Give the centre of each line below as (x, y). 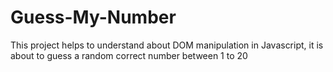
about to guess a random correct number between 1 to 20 (129, 55)
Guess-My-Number (93, 17)
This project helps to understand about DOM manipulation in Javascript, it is (167, 45)
